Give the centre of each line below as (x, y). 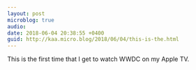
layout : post (26, 14)
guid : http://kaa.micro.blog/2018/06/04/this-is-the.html (93, 40)
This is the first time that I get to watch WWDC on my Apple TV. (98, 59)
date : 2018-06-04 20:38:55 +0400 (56, 33)
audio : (17, 26)
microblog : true (31, 20)
